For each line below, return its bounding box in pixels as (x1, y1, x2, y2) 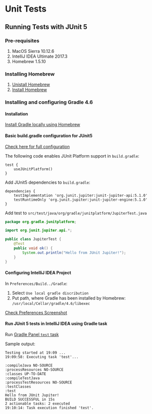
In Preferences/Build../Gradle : (5, 280, 68, 287)
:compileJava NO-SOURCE (5, 363, 53, 368)
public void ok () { (14, 246, 53, 251)
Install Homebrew (12, 87, 47, 93)
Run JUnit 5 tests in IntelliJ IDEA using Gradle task (5, 321, 108, 327)
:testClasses (5, 384, 31, 389)
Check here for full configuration (5, 143, 70, 149)
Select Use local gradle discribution (12, 290, 89, 296)
